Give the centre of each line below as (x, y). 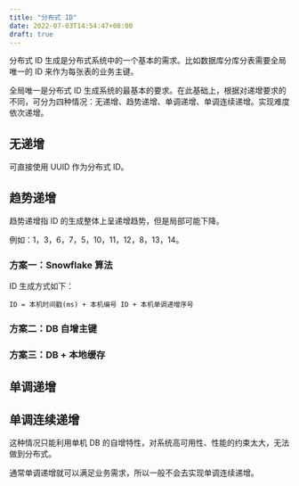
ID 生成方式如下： (41, 286)
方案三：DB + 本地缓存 (57, 355)
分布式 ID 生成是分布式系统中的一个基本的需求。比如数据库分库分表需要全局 (148, 61)
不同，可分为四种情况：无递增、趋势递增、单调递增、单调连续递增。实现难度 (149, 102)
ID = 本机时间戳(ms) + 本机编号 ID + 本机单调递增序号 (101, 305)
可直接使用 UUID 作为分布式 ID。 (69, 167)
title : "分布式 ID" (43, 17)
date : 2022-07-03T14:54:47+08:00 (71, 26)
